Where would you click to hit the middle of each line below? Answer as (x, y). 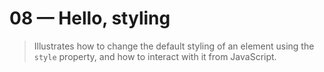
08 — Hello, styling (90, 18)
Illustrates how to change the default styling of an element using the (174, 46)
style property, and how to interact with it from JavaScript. (155, 56)
